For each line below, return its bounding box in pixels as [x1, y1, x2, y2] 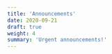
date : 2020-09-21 [7, 17, 58, 24]
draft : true [7, 23, 42, 30]
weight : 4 [7, 29, 36, 37]
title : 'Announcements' [7, 10, 77, 18]
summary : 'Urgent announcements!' [7, 36, 108, 43]
